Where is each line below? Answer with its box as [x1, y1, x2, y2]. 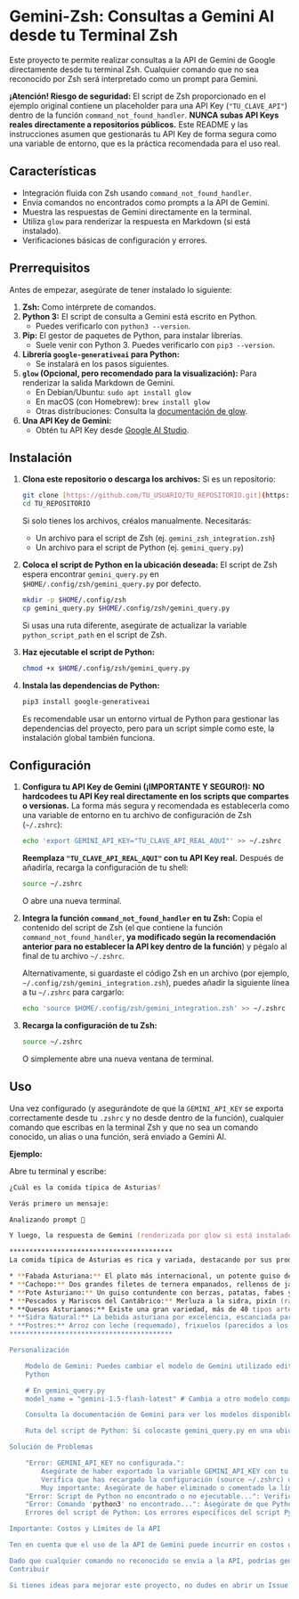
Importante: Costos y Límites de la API [9, 1524, 162, 1533]
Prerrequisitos [9, 261, 91, 276]
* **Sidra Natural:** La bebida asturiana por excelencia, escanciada [9, 1313, 277, 1322]
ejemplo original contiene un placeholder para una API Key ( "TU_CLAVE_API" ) [9, 100, 287, 110]
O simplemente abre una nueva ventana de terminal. [21, 1053, 214, 1064]
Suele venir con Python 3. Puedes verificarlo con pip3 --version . [35, 339, 276, 350]
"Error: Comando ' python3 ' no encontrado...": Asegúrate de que [25, 1500, 269, 1509]
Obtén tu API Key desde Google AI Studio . [35, 425, 190, 435]
